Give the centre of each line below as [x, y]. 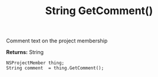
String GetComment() [99, 11]
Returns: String [25, 52]
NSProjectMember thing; [35, 63]
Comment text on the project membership [57, 41]
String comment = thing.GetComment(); [55, 68]
